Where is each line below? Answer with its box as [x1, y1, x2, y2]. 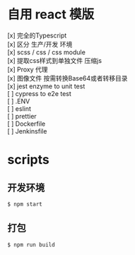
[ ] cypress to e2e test [7, 89, 72, 97]
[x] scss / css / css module [7, 47, 86, 57]
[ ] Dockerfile [7, 119, 46, 128]
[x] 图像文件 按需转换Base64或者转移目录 [7, 73, 129, 82]
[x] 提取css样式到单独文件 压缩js [7, 56, 102, 64]
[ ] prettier [7, 112, 37, 120]
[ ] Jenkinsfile [7, 126, 47, 135]
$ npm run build [7, 241, 55, 248]
